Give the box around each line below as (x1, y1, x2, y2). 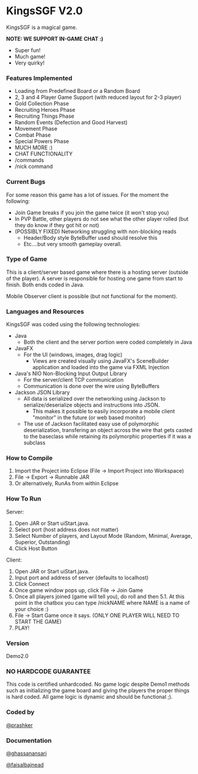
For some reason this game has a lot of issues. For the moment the (6, 191, 169, 198)
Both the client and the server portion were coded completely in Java (23, 338, 192, 346)
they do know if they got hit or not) (14, 221, 99, 228)
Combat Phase (14, 131, 51, 138)
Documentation (6, 736, 52, 744)
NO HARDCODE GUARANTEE (6, 667, 91, 675)
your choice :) (14, 605, 49, 612)
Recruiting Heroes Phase (14, 107, 76, 114)
